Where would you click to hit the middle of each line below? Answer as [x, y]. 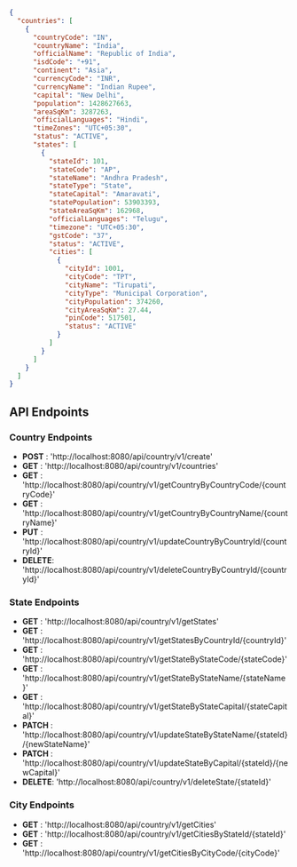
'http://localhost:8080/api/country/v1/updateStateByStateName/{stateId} [155, 735]
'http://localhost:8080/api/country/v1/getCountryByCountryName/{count [155, 513]
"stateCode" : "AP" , [85, 170]
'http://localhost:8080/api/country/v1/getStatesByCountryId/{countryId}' [154, 640]
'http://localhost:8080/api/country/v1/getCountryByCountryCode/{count [154, 484]
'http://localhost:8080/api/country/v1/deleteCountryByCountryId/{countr [154, 569]
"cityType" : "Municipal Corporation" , [137, 293]
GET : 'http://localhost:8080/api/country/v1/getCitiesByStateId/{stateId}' [154, 834]
